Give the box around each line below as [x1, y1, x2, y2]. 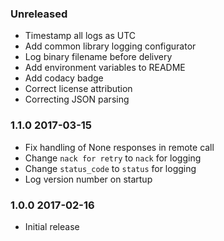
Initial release [24, 220, 80, 232]
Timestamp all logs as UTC [24, 30, 137, 42]
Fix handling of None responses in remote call [24, 141, 215, 153]
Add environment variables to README [24, 62, 186, 74]
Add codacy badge [24, 72, 104, 84]
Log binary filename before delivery [24, 51, 173, 63]
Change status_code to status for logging [24, 162, 197, 174]
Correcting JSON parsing [24, 93, 130, 106]
